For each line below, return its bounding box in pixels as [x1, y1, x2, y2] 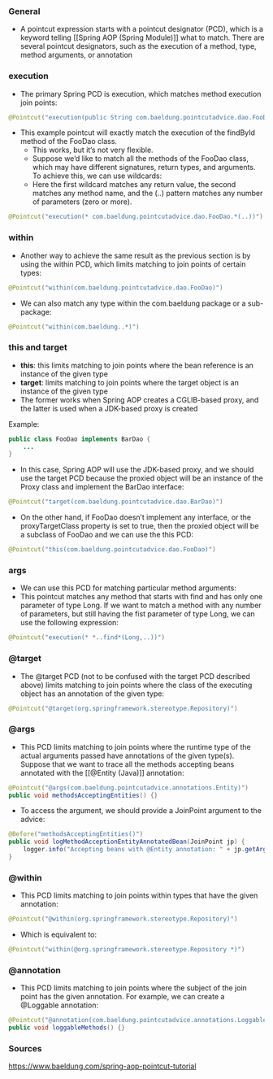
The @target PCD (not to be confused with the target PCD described [19, 671, 250, 681]
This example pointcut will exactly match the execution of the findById [19, 128, 256, 137]
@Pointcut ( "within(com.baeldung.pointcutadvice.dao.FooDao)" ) [8, 283, 223, 292]
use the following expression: [19, 618, 119, 628]
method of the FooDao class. [19, 137, 118, 146]
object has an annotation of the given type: [19, 689, 165, 698]
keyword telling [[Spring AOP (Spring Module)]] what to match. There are [19, 33, 265, 42]
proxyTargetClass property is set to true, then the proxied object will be [19, 521, 259, 531]
